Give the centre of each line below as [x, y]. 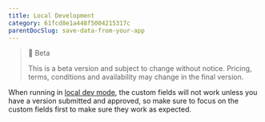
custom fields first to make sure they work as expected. [100, 109]
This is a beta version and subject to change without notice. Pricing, [140, 69]
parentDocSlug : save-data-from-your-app [77, 30]
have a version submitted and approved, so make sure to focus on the [123, 101]
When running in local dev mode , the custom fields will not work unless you [133, 92]
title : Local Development [51, 16]
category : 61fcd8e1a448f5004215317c [69, 23]
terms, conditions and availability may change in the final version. [136, 77]
